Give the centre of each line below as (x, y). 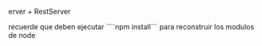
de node (22, 35)
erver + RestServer (40, 11)
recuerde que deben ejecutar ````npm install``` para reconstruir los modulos (131, 27)
